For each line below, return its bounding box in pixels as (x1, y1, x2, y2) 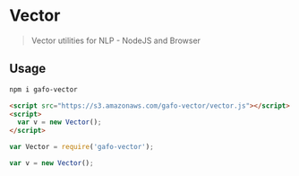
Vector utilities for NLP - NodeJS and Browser (30, 35, 201, 46)
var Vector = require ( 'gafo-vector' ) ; (9, 143, 154, 152)
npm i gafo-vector (9, 84, 78, 94)
